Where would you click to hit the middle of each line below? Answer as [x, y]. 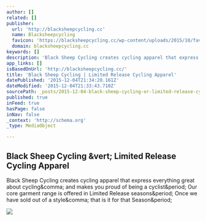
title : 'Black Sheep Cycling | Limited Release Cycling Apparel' [91, 75]
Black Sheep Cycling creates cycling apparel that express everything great [101, 180]
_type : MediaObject [31, 126]
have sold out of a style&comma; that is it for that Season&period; [89, 200]
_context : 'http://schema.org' [46, 120]
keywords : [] [23, 52]
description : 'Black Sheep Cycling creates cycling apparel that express [103, 58]
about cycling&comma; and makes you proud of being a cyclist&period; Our [102, 187]
